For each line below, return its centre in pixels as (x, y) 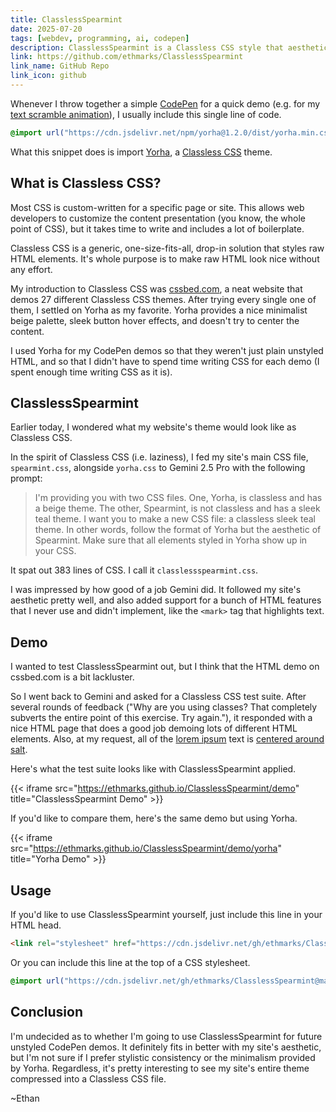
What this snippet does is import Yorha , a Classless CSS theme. (141, 152)
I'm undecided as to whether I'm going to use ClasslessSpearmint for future (166, 1036)
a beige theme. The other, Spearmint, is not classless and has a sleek (177, 508)
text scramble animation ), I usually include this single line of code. (146, 114)
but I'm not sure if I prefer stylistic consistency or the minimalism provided (163, 1057)
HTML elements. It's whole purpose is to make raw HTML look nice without (165, 258)
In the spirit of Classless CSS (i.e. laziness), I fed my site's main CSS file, (159, 457)
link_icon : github (48, 76)
